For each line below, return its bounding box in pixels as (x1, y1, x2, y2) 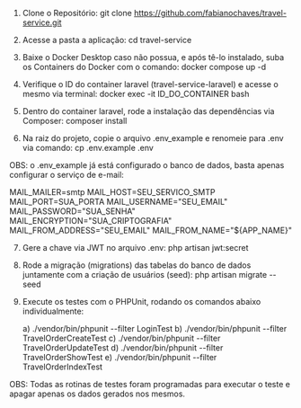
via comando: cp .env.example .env (22, 143, 155, 153)
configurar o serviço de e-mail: (9, 170, 124, 180)
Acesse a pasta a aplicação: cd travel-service (22, 35, 192, 45)
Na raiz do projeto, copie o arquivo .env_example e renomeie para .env (22, 133, 285, 143)
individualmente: (22, 306, 84, 316)
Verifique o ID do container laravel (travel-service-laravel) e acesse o (22, 79, 279, 89)
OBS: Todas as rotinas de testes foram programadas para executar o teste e (9, 379, 290, 389)
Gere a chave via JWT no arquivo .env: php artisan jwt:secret (22, 243, 249, 253)
